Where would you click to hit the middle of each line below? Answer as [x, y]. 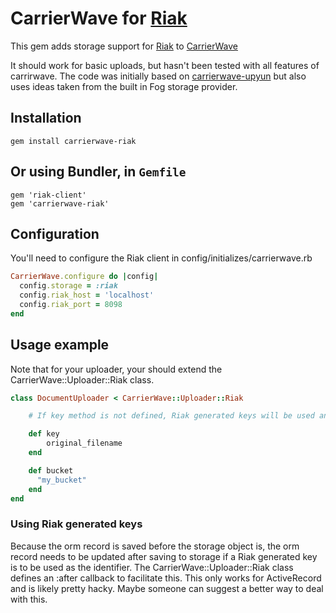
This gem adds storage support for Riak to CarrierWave [124, 46]
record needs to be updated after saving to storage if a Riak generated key [164, 556]
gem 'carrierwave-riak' [60, 203]
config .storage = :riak [68, 286]
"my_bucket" [61, 480]
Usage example [60, 345]
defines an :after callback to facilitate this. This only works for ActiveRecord [166, 578]
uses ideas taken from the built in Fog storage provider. [124, 86]
